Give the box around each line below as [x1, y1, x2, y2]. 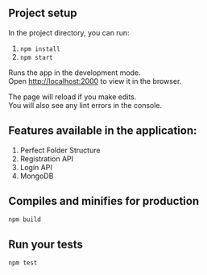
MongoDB [19, 171, 54, 181]
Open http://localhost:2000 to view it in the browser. [8, 76, 182, 85]
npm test [8, 259, 38, 267]
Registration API [19, 153, 74, 164]
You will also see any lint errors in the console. [8, 100, 163, 110]
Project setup [8, 6, 78, 20]
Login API [19, 162, 52, 172]
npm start [19, 53, 54, 61]
